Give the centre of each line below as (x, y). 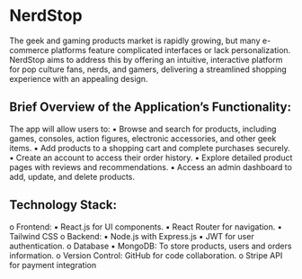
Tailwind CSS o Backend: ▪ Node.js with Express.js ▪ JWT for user (132, 236)
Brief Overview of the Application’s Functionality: (151, 108)
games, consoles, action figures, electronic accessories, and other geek (143, 138)
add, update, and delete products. (72, 176)
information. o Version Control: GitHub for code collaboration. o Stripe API (146, 255)
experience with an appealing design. (79, 78)
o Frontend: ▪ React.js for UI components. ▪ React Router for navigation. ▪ (146, 227)
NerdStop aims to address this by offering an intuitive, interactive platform (146, 59)
